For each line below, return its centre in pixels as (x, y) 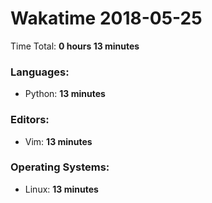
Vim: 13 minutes (58, 141)
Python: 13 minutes (65, 94)
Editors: (30, 120)
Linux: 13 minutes (61, 189)
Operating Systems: (60, 167)
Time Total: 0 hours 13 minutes (75, 46)
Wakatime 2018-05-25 (106, 18)
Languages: (40, 72)
